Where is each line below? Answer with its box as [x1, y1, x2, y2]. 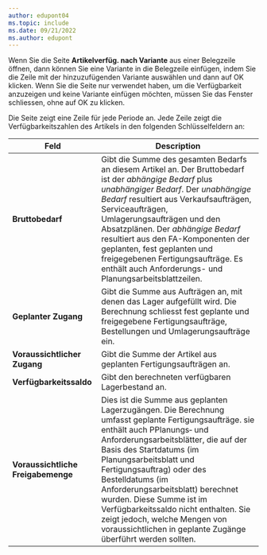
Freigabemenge [12, 469, 73, 480]
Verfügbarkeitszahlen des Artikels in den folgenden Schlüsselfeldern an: [8, 122, 245, 131]
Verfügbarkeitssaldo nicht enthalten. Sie [100, 504, 251, 515]
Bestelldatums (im [100, 474, 168, 485]
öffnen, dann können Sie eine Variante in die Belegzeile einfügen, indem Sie [8, 64, 257, 74]
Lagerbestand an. [100, 382, 167, 393]
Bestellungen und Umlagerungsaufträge [100, 326, 250, 337]
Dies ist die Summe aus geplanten [100, 394, 228, 406]
